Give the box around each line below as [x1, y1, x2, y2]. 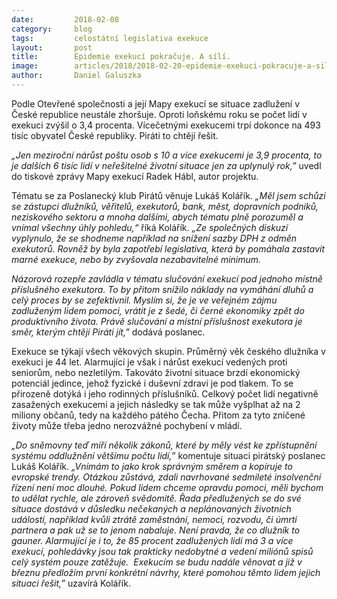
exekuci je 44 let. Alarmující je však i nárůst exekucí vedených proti [11, 356, 288, 368]
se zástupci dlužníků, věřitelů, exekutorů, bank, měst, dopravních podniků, [11, 200, 319, 212]
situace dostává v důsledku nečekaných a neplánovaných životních [11, 502, 292, 515]
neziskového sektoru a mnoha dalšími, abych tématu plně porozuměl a [11, 211, 304, 223]
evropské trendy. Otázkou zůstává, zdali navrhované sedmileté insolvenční [11, 471, 322, 483]
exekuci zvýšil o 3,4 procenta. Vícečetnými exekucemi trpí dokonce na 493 [11, 119, 321, 131]
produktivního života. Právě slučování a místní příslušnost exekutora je [11, 315, 303, 327]
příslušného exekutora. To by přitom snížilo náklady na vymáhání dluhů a [11, 283, 314, 295]
